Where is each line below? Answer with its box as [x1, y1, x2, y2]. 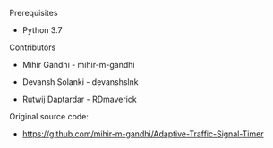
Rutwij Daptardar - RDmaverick [21, 94, 137, 104]
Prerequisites [9, 8, 58, 18]
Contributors [9, 42, 56, 53]
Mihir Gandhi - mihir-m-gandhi [21, 60, 135, 70]
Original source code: [9, 111, 90, 121]
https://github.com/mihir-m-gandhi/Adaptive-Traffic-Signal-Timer [21, 128, 264, 139]
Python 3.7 [21, 25, 63, 35]
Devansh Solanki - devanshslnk [21, 77, 139, 87]
